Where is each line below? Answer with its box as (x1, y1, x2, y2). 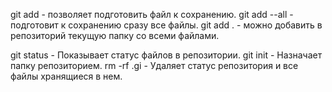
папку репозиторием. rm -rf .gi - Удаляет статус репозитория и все (10, 60, 299, 71)
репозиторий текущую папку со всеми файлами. (10, 30, 220, 41)
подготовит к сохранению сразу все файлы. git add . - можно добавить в (10, 19, 323, 31)
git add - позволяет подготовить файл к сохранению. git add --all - (10, 9, 294, 20)
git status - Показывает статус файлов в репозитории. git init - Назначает (10, 49, 323, 61)
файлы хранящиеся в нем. (10, 70, 123, 82)
